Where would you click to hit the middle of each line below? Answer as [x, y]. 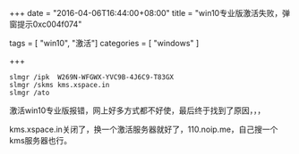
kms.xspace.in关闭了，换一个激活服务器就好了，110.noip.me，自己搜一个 [144, 129]
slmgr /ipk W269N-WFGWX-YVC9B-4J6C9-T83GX [92, 77]
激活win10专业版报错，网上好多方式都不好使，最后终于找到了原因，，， [137, 110]
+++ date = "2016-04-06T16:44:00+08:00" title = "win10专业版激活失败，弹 [150, 13]
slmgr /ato [30, 93]
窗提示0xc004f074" [46, 24]
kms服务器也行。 [41, 140]
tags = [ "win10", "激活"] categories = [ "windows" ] [104, 43]
